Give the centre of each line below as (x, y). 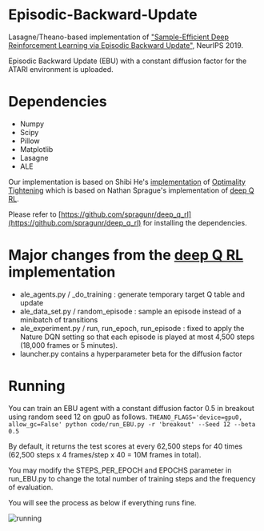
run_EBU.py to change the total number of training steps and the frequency (132, 478)
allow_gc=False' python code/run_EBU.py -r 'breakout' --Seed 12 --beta (132, 424)
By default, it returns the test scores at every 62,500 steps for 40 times (125, 446)
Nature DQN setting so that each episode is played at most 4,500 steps (137, 337)
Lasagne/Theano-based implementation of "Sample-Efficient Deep (119, 37)
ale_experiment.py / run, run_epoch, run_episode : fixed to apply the (132, 328)
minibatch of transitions (59, 319)
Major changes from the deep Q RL (126, 256)
